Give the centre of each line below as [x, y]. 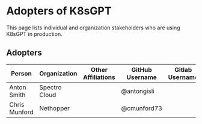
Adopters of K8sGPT [59, 11]
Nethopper [54, 108]
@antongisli [138, 91]
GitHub [142, 69]
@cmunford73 [142, 108]
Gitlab [183, 69]
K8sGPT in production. [34, 34]
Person [21, 73]
